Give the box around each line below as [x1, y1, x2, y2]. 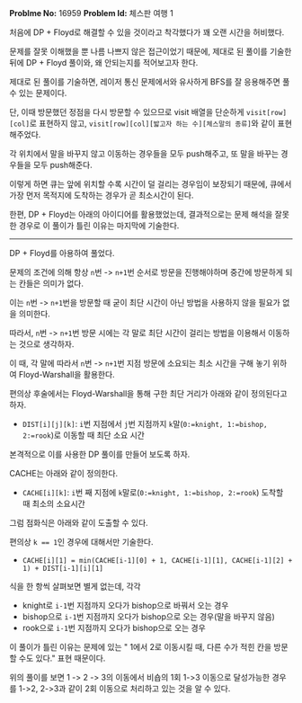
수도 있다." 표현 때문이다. [18, 653, 106, 663]
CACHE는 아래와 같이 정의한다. [9, 468, 119, 478]
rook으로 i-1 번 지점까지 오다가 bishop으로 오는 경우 [22, 623, 207, 633]
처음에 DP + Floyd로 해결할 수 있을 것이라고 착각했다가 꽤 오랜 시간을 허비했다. [9, 27, 285, 38]
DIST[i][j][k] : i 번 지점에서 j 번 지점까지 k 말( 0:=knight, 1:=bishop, [22, 419, 268, 429]
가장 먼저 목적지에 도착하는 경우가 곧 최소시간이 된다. [9, 190, 194, 200]
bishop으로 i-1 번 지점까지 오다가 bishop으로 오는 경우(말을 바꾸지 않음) [22, 611, 276, 622]
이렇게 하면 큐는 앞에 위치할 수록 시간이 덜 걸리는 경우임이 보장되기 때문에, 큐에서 [9, 179, 292, 189]
